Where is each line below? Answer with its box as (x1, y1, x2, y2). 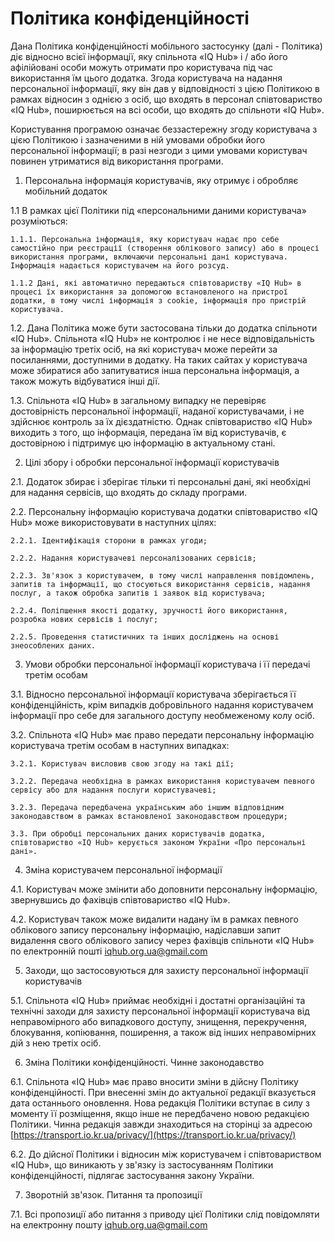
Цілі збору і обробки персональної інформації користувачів (24, 456, 280, 468)
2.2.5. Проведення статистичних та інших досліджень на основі (10, 632, 280, 642)
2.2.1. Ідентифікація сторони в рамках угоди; (10, 535, 208, 546)
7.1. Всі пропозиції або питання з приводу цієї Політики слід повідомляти (10, 1208, 320, 1220)
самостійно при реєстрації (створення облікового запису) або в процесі (10, 243, 320, 253)
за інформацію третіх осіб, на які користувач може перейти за (10, 343, 278, 355)
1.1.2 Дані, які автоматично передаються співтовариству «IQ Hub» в (10, 278, 302, 288)
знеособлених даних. (10, 640, 97, 651)
